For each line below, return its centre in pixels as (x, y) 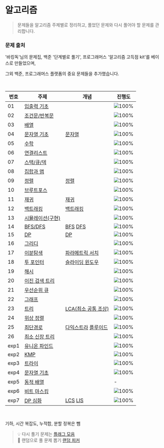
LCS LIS (74, 400)
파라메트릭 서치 (82, 253)
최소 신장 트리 (39, 337)
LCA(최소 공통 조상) (87, 309)
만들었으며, (25, 63)
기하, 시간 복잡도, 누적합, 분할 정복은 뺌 (43, 424)
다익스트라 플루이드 (87, 327)
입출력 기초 (36, 106)
